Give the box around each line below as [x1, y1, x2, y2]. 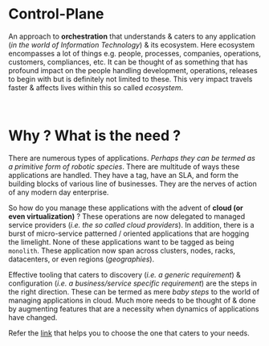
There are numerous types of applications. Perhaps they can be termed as [8, 153, 255, 163]
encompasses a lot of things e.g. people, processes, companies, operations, [8, 48, 262, 58]
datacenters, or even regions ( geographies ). [8, 254, 155, 264]
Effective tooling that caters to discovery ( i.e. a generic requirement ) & [8, 270, 241, 279]
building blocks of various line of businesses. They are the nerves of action [8, 179, 257, 188]
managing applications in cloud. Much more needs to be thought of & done [8, 295, 256, 305]
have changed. [8, 312, 58, 322]
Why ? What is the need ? [8, 126, 181, 145]
